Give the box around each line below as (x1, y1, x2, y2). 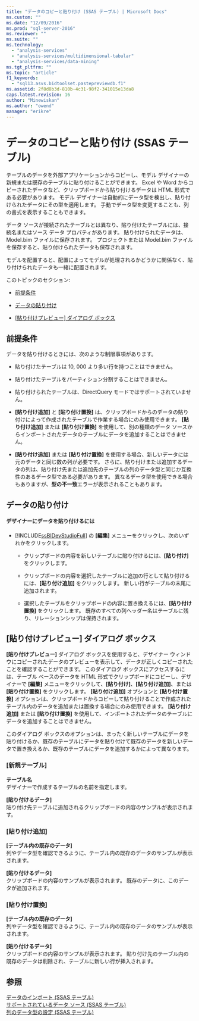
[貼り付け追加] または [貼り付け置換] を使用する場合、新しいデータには (14, 451, 189, 458)
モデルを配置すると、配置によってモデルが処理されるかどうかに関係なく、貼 (6, 257, 193, 264)
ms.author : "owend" (6, 102, 55, 109)
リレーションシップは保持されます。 (34, 614, 122, 622)
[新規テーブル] (6, 761, 48, 770)
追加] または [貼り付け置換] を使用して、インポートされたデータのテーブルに (6, 710, 193, 717)
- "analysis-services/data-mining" (11, 58, 100, 64)
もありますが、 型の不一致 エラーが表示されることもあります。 (14, 480, 166, 488)
